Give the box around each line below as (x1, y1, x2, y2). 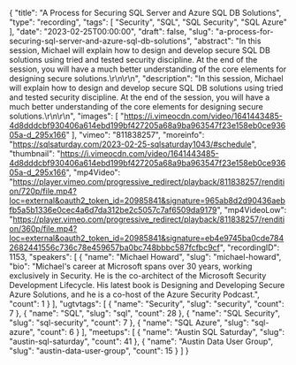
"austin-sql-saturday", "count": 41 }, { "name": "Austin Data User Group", (9, 336, 274, 346)
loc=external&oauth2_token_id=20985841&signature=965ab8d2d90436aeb (9, 195, 285, 206)
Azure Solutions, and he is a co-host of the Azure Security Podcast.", (9, 289, 261, 300)
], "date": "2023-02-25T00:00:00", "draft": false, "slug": (9, 27, 214, 36)
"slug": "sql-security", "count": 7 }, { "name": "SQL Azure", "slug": (9, 317, 249, 328)
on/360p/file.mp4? (9, 224, 78, 233)
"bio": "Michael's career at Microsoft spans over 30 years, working (9, 261, 253, 271)
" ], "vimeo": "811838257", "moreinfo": (65, 130, 205, 140)
